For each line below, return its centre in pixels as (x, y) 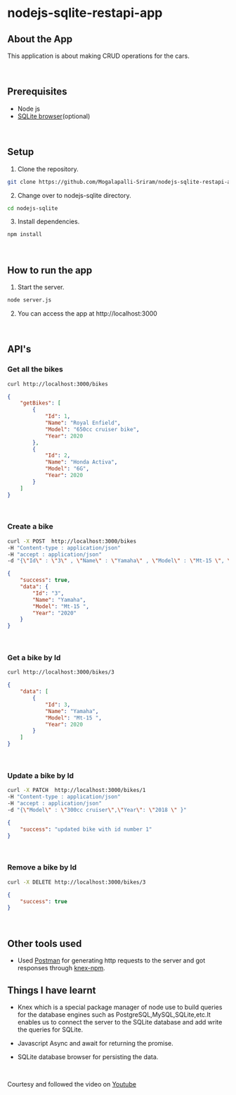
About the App (40, 39)
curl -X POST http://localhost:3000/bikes (72, 541)
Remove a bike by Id (42, 867)
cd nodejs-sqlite (33, 208)
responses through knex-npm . (61, 968)
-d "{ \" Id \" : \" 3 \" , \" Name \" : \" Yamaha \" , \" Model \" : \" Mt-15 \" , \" (120, 561)
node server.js (29, 300)
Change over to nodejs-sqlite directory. (74, 195)
